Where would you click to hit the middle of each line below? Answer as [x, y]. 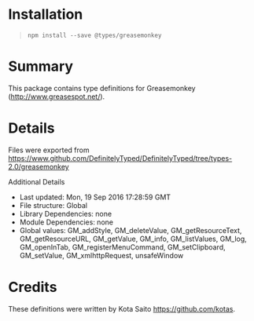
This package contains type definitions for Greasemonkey [102, 88]
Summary [40, 66]
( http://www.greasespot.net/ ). [57, 97]
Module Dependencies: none [66, 222]
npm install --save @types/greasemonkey [94, 35]
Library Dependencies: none [66, 213]
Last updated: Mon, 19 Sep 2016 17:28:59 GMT [95, 197]
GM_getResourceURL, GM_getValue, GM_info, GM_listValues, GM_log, [133, 239]
